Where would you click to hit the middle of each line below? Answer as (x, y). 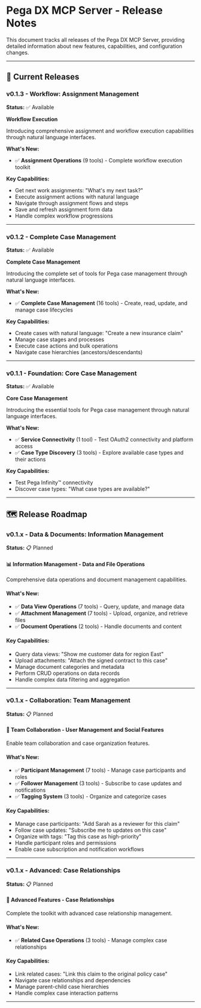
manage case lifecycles (44, 310)
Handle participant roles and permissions (66, 843)
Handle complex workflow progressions (64, 216)
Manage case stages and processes (60, 339)
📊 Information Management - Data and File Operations (76, 564)
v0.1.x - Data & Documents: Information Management (85, 534)
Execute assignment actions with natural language (77, 197)
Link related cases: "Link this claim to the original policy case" (91, 974)
